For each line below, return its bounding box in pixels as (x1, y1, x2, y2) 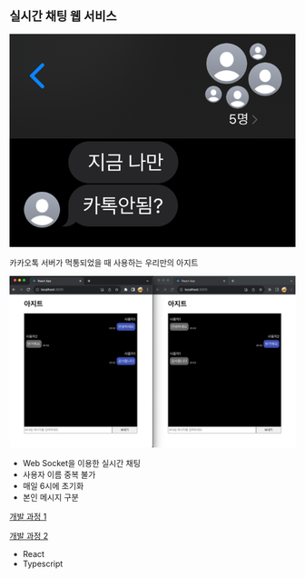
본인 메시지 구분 (22, 492, 79, 503)
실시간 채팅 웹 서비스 (9, 8, 117, 25)
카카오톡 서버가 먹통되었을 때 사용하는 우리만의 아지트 (9, 257, 199, 268)
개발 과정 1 (9, 512, 47, 523)
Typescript (22, 558, 64, 570)
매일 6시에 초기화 (22, 481, 84, 492)
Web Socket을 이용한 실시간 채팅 (22, 458, 141, 469)
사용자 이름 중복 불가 (22, 469, 96, 480)
